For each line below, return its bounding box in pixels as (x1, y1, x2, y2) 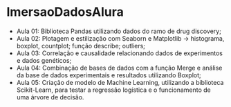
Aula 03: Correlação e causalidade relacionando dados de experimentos (16, 49, 223, 57)
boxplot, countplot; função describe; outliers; (16, 41, 146, 50)
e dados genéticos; (16, 56, 72, 64)
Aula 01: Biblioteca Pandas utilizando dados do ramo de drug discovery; (16, 27, 222, 35)
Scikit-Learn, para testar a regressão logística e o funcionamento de (16, 86, 212, 94)
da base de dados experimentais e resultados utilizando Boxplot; (16, 70, 201, 79)
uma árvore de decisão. (16, 93, 84, 101)
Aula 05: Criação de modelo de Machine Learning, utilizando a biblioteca (16, 78, 224, 86)
